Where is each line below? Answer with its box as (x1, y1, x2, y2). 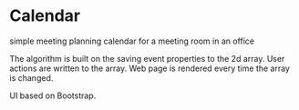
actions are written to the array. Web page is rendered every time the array (9, 63, 290, 74)
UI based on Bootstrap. (9, 90, 97, 101)
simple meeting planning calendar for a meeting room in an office (9, 35, 255, 46)
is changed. (9, 72, 54, 83)
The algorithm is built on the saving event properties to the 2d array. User (9, 53, 285, 64)
